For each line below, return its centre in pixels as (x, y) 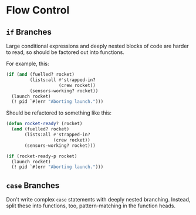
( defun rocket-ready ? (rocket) (44, 124)
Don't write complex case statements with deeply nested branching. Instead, (98, 200)
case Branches (33, 185)
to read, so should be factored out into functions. (65, 52)
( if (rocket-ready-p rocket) (42, 156)
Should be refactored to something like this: (59, 113)
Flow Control (38, 10)
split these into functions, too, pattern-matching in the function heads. (91, 206)
